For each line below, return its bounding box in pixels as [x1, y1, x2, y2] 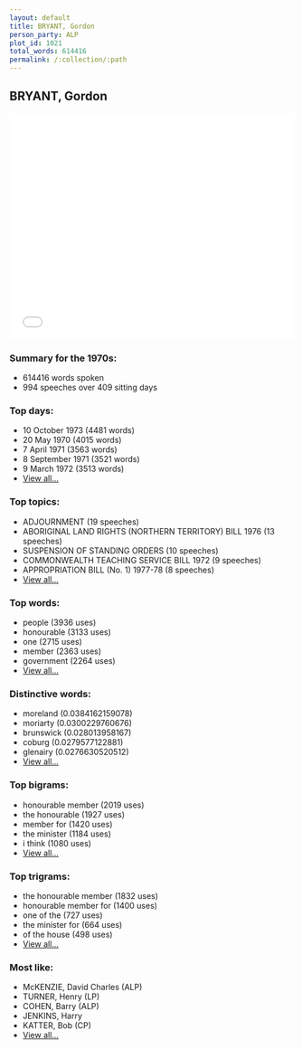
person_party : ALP [9, 30, 79, 39]
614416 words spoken [22, 373, 104, 383]
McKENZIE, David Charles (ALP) [22, 982, 143, 993]
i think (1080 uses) [22, 837, 92, 848]
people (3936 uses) [22, 617, 97, 628]
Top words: [9, 596, 61, 609]
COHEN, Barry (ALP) [22, 1001, 99, 1012]
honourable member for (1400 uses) [22, 900, 158, 911]
